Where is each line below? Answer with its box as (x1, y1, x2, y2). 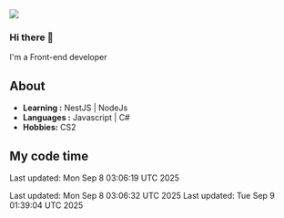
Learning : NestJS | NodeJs (22, 102, 128, 113)
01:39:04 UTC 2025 (9, 200, 84, 211)
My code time (9, 148, 89, 163)
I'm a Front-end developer (9, 52, 107, 63)
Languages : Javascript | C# (22, 112, 130, 123)
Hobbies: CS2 (22, 122, 76, 133)
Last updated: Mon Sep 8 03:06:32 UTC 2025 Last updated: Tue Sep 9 (9, 190, 275, 201)
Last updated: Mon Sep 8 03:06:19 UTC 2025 (9, 172, 180, 183)
